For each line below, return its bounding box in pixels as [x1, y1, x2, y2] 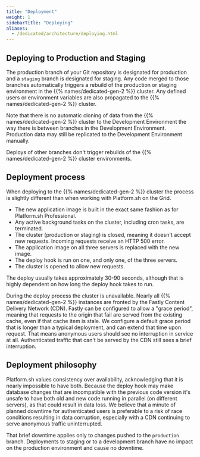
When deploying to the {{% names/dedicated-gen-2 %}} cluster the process [6, 188, 194, 195]
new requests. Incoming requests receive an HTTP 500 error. [14, 237, 165, 245]
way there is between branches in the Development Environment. [6, 124, 167, 132]
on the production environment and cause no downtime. [6, 444, 144, 451]
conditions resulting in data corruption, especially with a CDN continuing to [6, 414, 190, 421]
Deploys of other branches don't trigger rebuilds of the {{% [6, 148, 152, 155]
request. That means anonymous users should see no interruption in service [6, 330, 193, 337]
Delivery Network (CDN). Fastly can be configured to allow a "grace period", [6, 305, 193, 312]
